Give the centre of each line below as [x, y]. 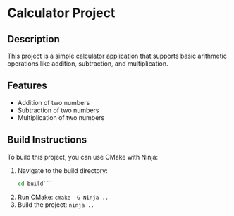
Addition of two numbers [54, 102]
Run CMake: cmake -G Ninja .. [63, 197]
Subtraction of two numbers [58, 110]
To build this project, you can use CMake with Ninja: [83, 157]
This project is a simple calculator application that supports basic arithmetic [117, 56]
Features [27, 86]
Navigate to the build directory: [62, 170]
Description [33, 39]
